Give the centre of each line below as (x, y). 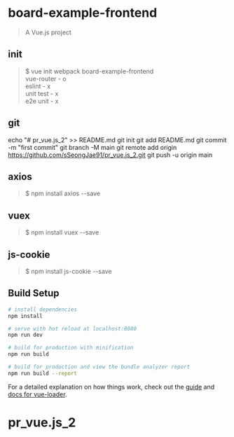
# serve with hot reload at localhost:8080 (73, 328)
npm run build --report (43, 373)
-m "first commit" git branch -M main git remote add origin (92, 147)
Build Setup (34, 293)
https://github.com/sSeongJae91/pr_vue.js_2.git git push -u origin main (110, 155)
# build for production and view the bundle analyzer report (99, 367)
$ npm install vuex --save (62, 233)
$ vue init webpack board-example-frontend (89, 71)
